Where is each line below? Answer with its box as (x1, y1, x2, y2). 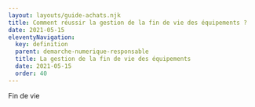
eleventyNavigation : (8, 33, 76, 41)
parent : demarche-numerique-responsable (15, 48, 149, 55)
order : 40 (15, 70, 47, 77)
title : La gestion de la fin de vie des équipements (15, 55, 191, 63)
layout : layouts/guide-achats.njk (8, 11, 122, 20)
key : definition (15, 41, 68, 48)
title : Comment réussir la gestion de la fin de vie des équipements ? (8, 19, 247, 27)
